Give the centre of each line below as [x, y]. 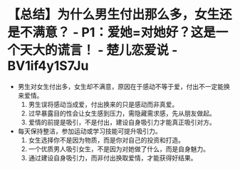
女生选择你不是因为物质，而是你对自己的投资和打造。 [106, 140]
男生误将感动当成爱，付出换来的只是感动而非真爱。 [103, 104]
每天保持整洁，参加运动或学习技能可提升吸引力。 [89, 131]
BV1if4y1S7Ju [48, 66]
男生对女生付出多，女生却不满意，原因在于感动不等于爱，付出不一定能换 [124, 86]
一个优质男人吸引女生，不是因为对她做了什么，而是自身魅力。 [119, 149]
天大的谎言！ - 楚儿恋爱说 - [99, 50]
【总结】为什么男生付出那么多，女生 [114, 15]
